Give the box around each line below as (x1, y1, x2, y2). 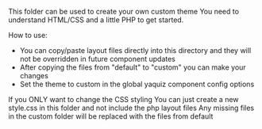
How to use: (8, 31, 48, 40)
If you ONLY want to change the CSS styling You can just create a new (8, 95, 240, 104)
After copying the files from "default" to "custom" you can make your (19, 63, 246, 72)
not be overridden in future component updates (19, 55, 176, 63)
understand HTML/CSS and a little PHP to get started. (8, 15, 184, 25)
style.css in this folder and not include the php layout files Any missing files (8, 103, 255, 112)
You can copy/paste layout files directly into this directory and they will (19, 46, 252, 55)
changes (19, 71, 49, 80)
